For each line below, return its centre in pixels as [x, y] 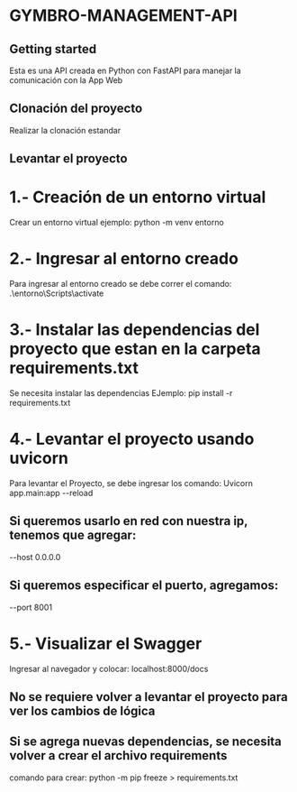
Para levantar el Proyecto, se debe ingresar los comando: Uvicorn [131, 483]
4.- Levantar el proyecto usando [132, 439]
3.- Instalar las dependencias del [135, 330]
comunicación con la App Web [66, 80]
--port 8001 [31, 607]
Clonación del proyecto [76, 109]
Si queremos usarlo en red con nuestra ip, [129, 521]
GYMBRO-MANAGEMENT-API [124, 16]
